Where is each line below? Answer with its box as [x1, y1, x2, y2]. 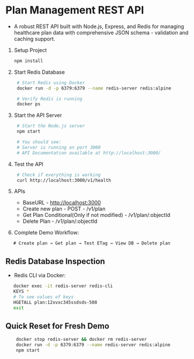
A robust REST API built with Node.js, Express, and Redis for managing [13, 23, 185, 30]
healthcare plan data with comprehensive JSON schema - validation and [13, 29, 189, 36]
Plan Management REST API [5, 4, 144, 17]
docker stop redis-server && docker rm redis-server [16, 337, 147, 343]
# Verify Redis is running [16, 96, 82, 102]
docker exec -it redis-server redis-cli [13, 283, 113, 289]
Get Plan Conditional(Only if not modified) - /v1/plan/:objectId [22, 212, 171, 219]
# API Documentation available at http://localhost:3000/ [16, 150, 161, 156]
